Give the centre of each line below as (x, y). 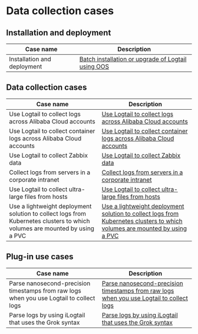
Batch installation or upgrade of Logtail (133, 59)
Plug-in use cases (40, 257)
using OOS (94, 66)
